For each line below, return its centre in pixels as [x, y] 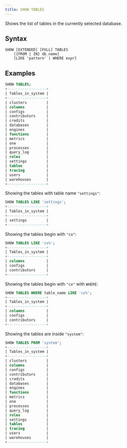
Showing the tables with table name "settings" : [53, 193]
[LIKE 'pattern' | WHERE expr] [45, 58]
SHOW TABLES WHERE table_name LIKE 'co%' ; [48, 293]
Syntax [16, 39]
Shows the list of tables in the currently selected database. [64, 23]
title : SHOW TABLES [25, 9]
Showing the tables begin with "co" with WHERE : [52, 284]
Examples [20, 73]
